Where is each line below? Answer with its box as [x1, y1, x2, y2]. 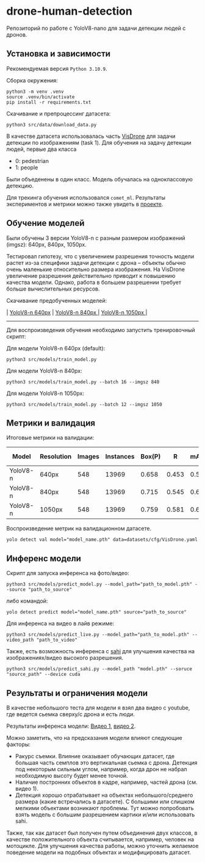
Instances [105, 452, 135, 461]
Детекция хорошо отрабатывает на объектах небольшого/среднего [15, 792, 193, 799]
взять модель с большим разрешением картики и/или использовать [15, 811, 195, 818]
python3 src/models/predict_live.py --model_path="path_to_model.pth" [6, 632, 190, 638]
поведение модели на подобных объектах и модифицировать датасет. [6, 849, 191, 856]
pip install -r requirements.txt [6, 99, 92, 105]
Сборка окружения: [6, 76, 58, 84]
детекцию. [6, 182, 34, 189]
